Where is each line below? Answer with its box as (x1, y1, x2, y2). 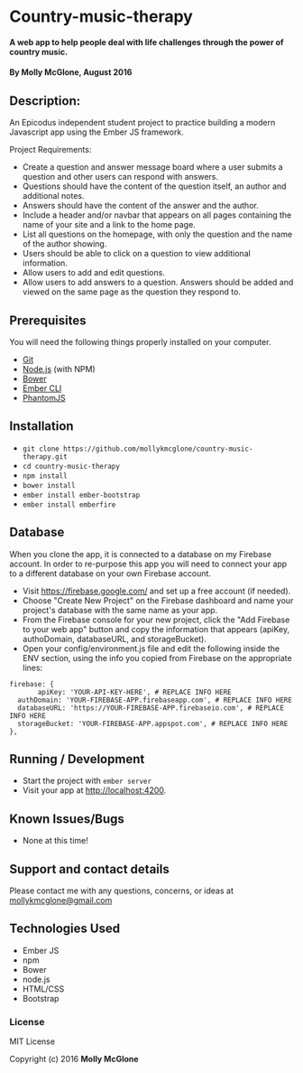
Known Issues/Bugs (9, 811, 124, 826)
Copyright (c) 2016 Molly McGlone (9, 1054, 139, 1065)
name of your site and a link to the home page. (22, 219, 196, 230)
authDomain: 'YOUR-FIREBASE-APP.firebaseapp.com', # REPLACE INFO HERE (17, 695, 293, 704)
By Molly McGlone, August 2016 (9, 67, 133, 78)
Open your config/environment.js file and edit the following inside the (22, 643, 280, 654)
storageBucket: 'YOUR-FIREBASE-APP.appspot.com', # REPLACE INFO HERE (17, 719, 289, 728)
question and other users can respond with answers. (22, 172, 219, 182)
